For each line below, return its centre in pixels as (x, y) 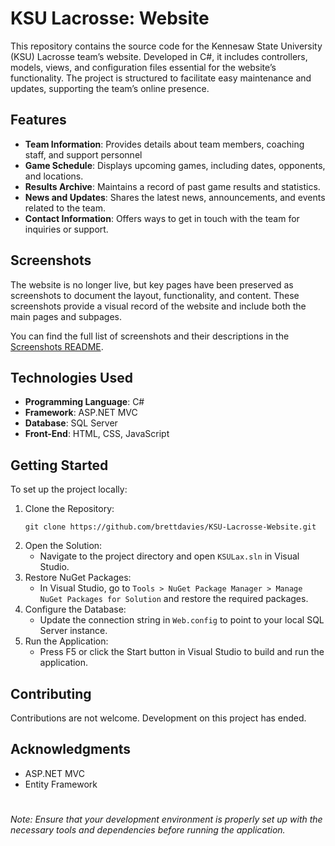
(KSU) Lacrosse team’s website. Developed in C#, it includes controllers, (159, 56)
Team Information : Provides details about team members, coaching (164, 144)
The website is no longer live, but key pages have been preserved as (152, 284)
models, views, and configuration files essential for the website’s (143, 67)
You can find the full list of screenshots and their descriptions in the (150, 336)
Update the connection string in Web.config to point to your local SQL (182, 620)
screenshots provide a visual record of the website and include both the (158, 306)
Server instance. (73, 631)
